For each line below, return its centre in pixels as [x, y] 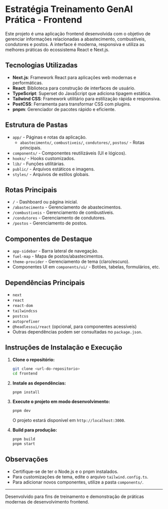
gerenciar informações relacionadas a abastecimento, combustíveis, [75, 39]
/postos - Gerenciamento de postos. [50, 223]
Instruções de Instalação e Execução [64, 348]
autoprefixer [26, 321]
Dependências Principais [45, 283]
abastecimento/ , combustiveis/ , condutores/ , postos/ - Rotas [82, 142]
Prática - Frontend [44, 20]
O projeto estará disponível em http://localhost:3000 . [69, 420]
